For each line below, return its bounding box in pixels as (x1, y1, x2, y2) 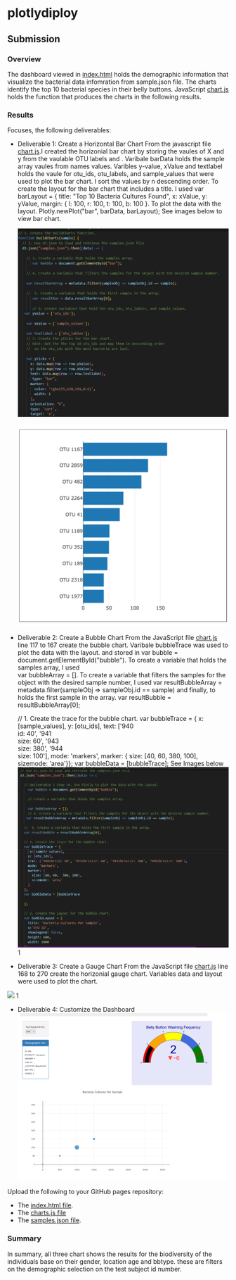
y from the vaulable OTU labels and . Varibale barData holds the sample (17, 155, 225, 163)
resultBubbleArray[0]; (17, 701, 81, 709)
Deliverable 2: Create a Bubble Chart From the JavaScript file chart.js (17, 634, 218, 642)
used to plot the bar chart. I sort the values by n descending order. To (17, 177, 219, 186)
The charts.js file (17, 1209, 67, 1217)
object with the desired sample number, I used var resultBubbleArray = (17, 678, 223, 687)
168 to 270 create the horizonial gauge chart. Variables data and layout (17, 970, 223, 978)
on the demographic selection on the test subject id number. (7, 1265, 182, 1273)
